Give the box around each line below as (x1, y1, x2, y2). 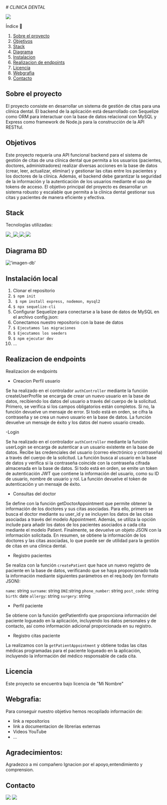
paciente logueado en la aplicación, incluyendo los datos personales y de (5, 617, 157, 623)
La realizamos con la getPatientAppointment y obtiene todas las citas (5, 642, 148, 648)
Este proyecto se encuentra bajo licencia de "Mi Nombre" (5, 680, 124, 686)
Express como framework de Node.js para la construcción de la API (5, 119, 145, 125)
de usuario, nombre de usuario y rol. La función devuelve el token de (5, 476, 147, 482)
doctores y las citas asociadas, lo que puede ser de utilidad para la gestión (5, 537, 159, 543)
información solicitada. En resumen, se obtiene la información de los (5, 532, 146, 538)
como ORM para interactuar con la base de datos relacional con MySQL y (5, 113, 157, 119)
